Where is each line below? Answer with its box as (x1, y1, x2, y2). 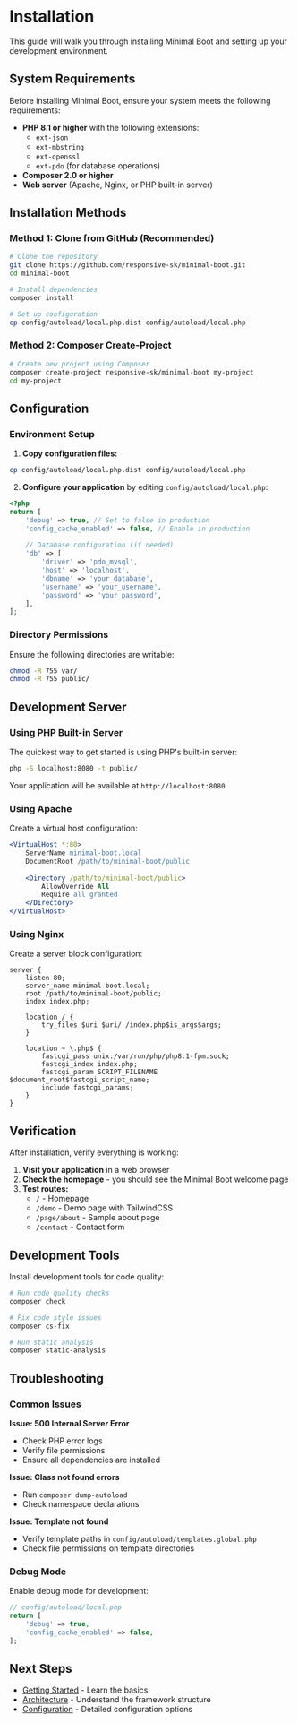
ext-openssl (35, 152, 81, 161)
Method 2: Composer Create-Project (9, 339, 172, 351)
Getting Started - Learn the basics (21, 1684, 149, 1695)
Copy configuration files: (21, 448, 118, 459)
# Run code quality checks (9, 1288, 110, 1297)
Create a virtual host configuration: (9, 823, 139, 834)
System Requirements (9, 72, 136, 87)
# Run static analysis (9, 1338, 94, 1347)
